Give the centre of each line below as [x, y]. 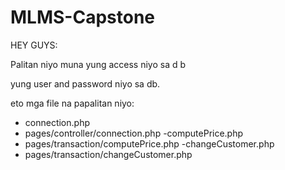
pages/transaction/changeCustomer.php [108, 154]
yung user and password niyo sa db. [85, 83]
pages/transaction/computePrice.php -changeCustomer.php [149, 143]
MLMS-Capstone [82, 17]
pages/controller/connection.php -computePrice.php [134, 133]
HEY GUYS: [34, 45]
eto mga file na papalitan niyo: [72, 103]
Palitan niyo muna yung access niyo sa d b [98, 64]
